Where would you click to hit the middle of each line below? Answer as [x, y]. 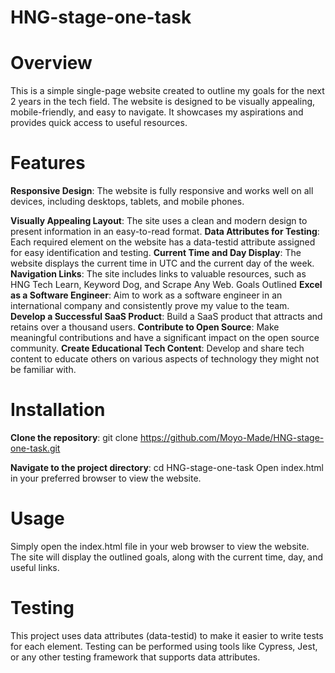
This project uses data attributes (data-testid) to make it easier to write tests [167, 635]
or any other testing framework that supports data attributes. [135, 657]
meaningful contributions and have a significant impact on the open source [165, 338]
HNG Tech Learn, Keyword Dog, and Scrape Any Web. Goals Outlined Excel [166, 285]
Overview [51, 63]
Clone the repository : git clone [74, 437]
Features [48, 163]
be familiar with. [43, 370]
